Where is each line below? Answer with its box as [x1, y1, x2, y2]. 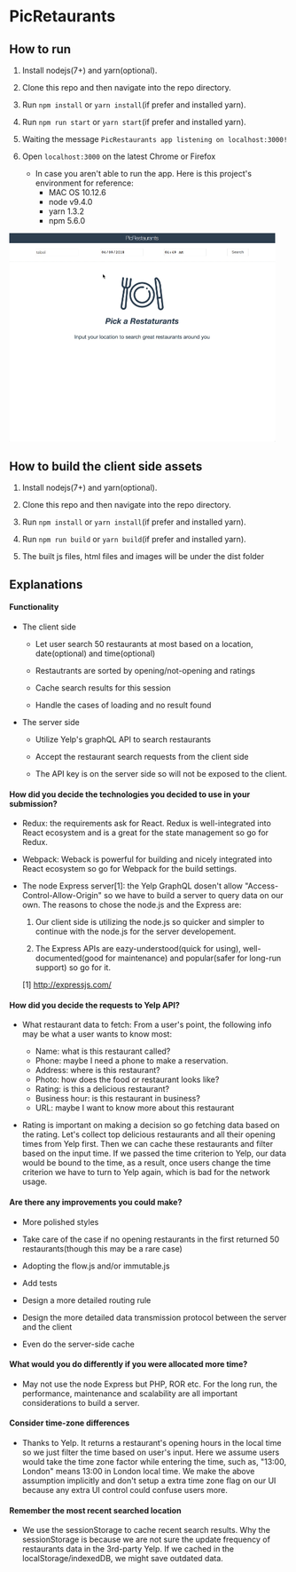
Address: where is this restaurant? [35, 1065, 161, 1076]
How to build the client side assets [9, 459, 203, 474]
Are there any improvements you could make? [9, 1197, 183, 1207]
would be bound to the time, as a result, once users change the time [21, 1157, 272, 1168]
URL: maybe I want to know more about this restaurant [35, 1102, 235, 1113]
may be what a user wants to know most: [21, 1029, 173, 1039]
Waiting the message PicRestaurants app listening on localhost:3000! [21, 134, 288, 144]
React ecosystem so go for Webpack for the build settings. [21, 864, 238, 874]
